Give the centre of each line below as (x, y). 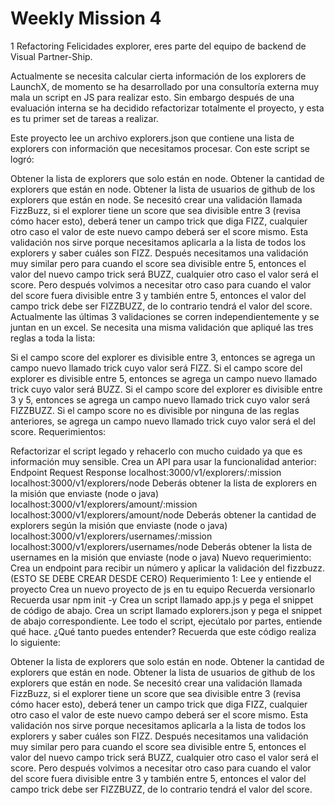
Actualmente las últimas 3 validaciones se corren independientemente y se (165, 316)
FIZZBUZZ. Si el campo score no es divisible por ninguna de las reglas (155, 410)
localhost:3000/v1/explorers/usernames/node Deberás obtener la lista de (161, 546)
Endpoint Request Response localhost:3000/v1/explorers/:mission (146, 472)
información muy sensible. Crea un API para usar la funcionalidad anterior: (163, 461)
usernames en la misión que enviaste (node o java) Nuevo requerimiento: (161, 557)
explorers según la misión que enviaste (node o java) (119, 525)
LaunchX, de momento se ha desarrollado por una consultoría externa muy (165, 86)
